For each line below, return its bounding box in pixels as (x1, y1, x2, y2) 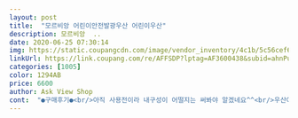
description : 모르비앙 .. (9, 29, 102, 38)
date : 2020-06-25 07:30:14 (9, 37, 109, 47)
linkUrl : (9, 54, 42, 63)
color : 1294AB (9, 71, 62, 80)
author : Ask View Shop (9, 87, 93, 96)
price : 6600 (9, 79, 53, 88)
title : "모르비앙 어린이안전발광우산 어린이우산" (9, 21, 167, 30)
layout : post (9, 12, 58, 22)
